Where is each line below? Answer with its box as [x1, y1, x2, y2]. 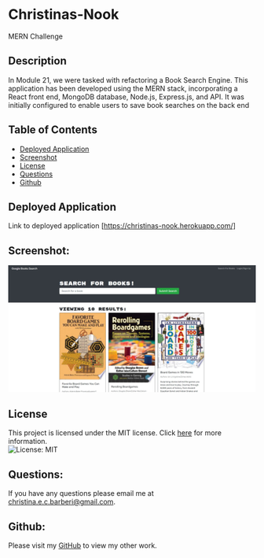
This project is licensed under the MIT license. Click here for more [8, 428, 222, 438]
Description [8, 54, 67, 68]
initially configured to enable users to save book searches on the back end [8, 100, 250, 109]
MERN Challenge [8, 31, 63, 41]
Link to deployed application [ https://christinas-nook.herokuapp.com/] [8, 221, 236, 231]
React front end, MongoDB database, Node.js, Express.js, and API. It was [8, 92, 245, 102]
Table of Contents [8, 124, 98, 137]
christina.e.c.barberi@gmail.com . [8, 497, 116, 507]
